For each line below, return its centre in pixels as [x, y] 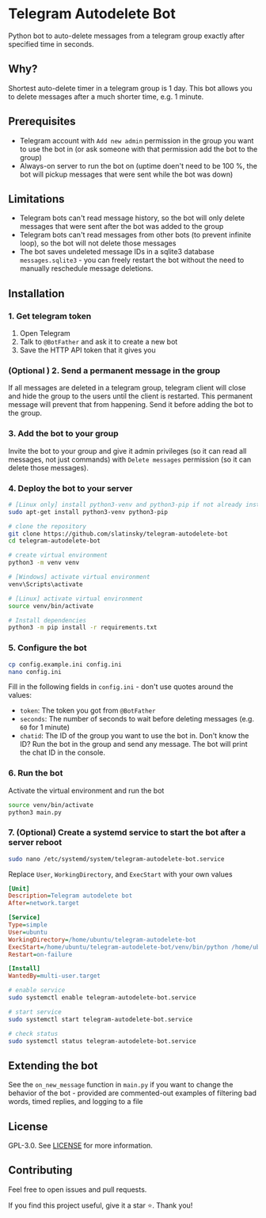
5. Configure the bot [47, 648]
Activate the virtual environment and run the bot [86, 790]
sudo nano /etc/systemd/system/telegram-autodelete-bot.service [116, 859]
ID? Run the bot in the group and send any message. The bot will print [133, 744]
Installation [36, 293]
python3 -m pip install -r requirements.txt [83, 628]
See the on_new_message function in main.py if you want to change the [121, 1085]
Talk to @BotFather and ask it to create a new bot [99, 342]
